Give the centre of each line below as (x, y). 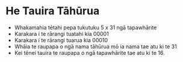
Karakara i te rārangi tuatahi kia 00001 (61, 33)
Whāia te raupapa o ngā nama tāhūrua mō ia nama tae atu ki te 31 (95, 46)
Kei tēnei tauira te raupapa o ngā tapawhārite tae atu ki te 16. (89, 52)
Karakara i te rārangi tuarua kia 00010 (61, 40)
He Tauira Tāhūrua (53, 11)
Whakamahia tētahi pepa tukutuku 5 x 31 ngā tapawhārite (85, 27)
